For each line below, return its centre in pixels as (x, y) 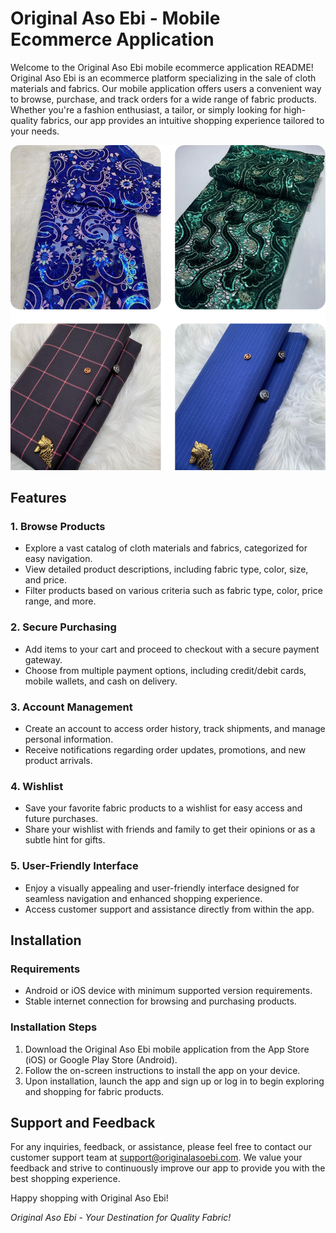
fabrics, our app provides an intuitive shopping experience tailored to (182, 120)
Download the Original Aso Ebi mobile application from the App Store (167, 1049)
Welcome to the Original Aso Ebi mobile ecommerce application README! (162, 67)
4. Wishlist (37, 786)
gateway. (43, 659)
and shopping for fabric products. (94, 1091)
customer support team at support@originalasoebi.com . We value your (156, 1158)
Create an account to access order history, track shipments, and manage (175, 728)
